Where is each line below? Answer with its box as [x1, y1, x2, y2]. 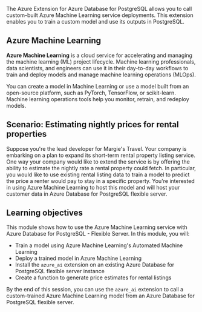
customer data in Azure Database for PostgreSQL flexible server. [6, 190, 168, 197]
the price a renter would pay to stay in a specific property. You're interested [6, 177, 195, 184]
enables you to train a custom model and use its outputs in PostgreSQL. [6, 18, 184, 25]
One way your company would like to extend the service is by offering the [6, 158, 191, 165]
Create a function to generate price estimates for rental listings [15, 274, 172, 281]
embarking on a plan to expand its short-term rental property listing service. [6, 151, 195, 159]
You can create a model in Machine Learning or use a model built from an [6, 82, 189, 90]
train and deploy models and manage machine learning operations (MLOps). [6, 71, 197, 78]
